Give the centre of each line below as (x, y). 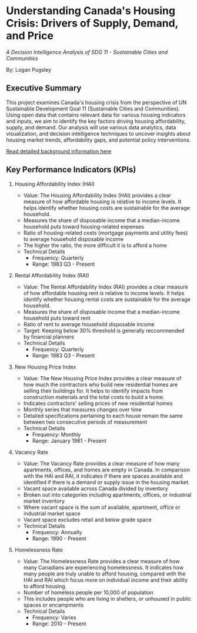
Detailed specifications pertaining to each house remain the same (103, 416)
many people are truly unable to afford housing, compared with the (104, 574)
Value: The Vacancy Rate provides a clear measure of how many (101, 463)
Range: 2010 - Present (59, 624)
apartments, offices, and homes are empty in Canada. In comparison (106, 470)
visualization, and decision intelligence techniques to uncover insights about (98, 133)
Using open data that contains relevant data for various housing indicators (96, 115)
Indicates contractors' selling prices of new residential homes (98, 403)
